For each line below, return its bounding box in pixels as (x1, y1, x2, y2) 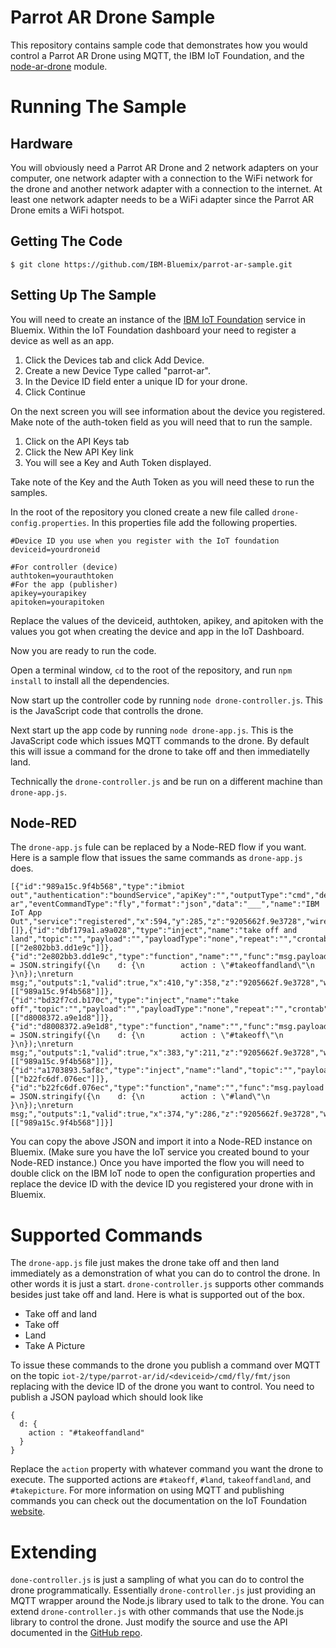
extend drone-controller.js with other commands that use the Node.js (10, 1606, 304, 1618)
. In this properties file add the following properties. (86, 516, 298, 528)
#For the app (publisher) (10, 579, 118, 590)
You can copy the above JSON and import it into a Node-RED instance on (10, 1136, 313, 1148)
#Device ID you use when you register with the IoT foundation (10, 536, 280, 546)
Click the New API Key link (24, 446, 134, 458)
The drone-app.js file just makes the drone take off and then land (10, 1257, 280, 1269)
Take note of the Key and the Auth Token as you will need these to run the (10, 476, 315, 488)
